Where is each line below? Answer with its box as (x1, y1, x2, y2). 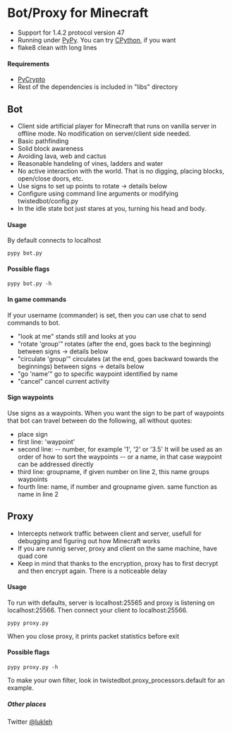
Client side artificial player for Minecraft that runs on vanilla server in (17, 121, 217, 130)
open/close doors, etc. (17, 174, 84, 183)
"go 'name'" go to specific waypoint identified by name (17, 369, 178, 378)
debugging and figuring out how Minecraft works (17, 536, 161, 545)
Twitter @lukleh (7, 717, 53, 726)
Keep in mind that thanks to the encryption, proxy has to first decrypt (17, 559, 219, 567)
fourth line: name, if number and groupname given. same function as (17, 482, 217, 491)
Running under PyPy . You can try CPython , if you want (17, 35, 176, 44)
